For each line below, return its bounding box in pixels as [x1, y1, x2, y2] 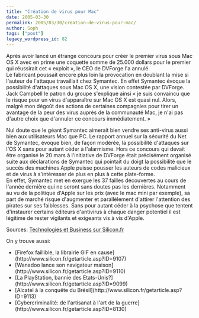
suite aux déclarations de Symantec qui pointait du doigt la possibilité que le [6, 158, 192, 165]
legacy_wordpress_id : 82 [6, 36, 68, 42]
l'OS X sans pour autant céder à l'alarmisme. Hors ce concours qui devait [6, 145, 185, 152]
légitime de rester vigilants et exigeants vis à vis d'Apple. [6, 215, 145, 222]
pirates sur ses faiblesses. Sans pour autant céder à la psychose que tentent [6, 202, 193, 209]
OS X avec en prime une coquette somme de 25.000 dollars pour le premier [6, 59, 191, 66]
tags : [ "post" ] [6, 31, 44, 37]
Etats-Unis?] [82, 274, 114, 281]
